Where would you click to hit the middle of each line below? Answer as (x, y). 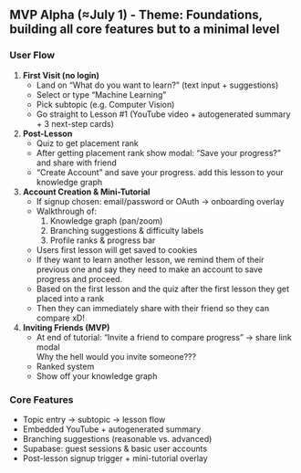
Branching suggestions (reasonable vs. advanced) (117, 438)
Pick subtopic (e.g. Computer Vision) (105, 104)
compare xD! (60, 318)
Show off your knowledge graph (97, 376)
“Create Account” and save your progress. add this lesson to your (160, 172)
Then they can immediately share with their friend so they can (153, 308)
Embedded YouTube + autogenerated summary (112, 429)
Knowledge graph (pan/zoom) (106, 221)
